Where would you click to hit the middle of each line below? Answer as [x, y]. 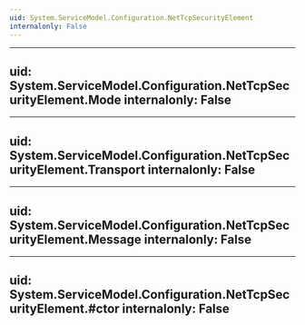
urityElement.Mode [65, 99]
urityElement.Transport [77, 169]
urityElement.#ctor [64, 309]
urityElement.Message [76, 239]
